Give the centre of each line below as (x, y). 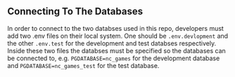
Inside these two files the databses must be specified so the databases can (117, 50)
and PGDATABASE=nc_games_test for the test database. (83, 65)
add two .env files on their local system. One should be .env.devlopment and (118, 36)
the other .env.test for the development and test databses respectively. (112, 43)
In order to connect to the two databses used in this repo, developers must (115, 28)
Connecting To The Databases (75, 12)
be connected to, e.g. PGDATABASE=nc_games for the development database (114, 58)
